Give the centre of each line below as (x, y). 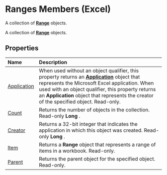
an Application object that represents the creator (96, 95)
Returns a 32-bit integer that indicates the (88, 124)
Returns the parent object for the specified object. (97, 159)
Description (53, 62)
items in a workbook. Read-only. (77, 151)
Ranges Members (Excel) (58, 9)
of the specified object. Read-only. (80, 101)
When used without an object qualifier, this (89, 71)
